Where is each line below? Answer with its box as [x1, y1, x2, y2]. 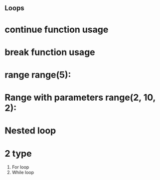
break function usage [4, 47, 95, 58]
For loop [11, 164, 29, 170]
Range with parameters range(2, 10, [4, 92, 156, 103]
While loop [11, 170, 34, 176]
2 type [4, 148, 32, 159]
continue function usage [4, 24, 109, 35]
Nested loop [4, 125, 56, 136]
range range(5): [4, 69, 71, 80]
